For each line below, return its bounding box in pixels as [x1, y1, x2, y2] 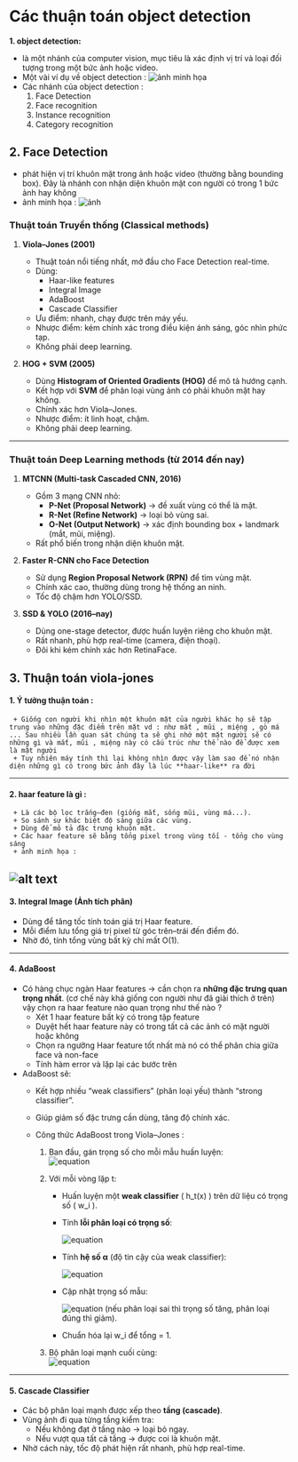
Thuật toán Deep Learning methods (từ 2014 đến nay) [9, 453, 246, 466]
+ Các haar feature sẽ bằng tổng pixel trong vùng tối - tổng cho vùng [12, 832, 284, 841]
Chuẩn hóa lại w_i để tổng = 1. [61, 1330, 172, 1340]
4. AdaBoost [9, 963, 56, 974]
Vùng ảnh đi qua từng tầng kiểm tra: [21, 1415, 154, 1426]
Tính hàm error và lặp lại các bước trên [35, 1059, 177, 1069]
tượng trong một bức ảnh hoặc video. [21, 62, 159, 73]
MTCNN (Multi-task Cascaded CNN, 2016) [21, 474, 182, 484]
